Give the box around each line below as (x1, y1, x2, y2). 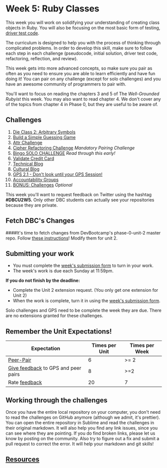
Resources (5, 455, 40, 464)
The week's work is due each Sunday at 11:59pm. (12, 268, 113, 274)
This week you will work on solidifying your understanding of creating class (5, 19, 160, 25)
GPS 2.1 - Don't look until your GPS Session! (12, 171, 103, 177)
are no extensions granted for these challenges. (5, 313, 104, 319)
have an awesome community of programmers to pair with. (5, 81, 126, 87)
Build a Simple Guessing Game (12, 134, 76, 140)
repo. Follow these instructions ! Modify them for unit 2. (5, 235, 118, 241)
